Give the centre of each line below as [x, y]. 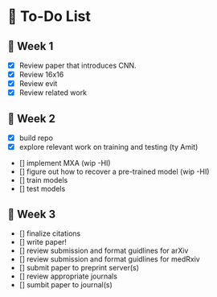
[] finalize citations [50, 233]
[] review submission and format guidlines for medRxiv [109, 259]
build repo [36, 138]
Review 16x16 [41, 75]
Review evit [38, 84]
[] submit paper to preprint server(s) [79, 268]
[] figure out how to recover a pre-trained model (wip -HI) [114, 171]
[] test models [42, 189]
